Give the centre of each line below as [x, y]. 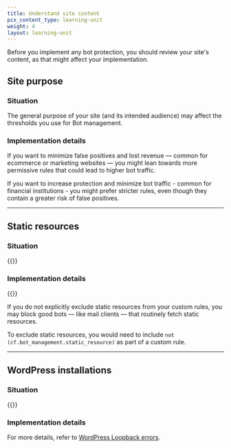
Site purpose [35, 81]
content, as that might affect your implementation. [78, 60]
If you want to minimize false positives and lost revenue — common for [108, 156]
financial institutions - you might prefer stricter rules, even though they [107, 191]
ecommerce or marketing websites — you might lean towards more [102, 163]
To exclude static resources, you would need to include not [91, 335]
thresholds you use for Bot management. [65, 123]
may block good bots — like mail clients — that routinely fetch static [103, 314]
